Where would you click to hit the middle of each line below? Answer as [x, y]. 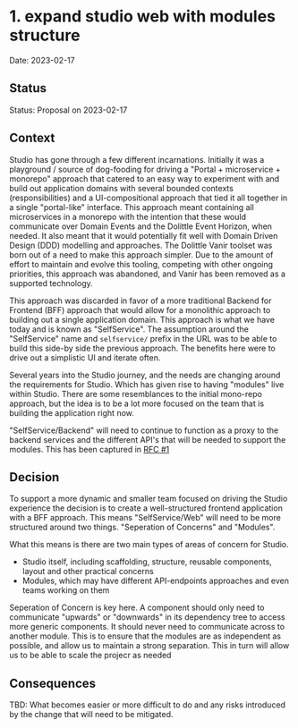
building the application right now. [72, 412]
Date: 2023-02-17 [42, 60]
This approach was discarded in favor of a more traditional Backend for [140, 301]
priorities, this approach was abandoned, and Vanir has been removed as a [148, 274]
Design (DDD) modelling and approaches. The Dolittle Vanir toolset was [141, 245]
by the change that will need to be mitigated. [91, 715]
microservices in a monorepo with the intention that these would [128, 216]
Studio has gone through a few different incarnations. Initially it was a [137, 159]
